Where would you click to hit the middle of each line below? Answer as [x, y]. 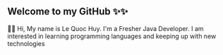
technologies [26, 43]
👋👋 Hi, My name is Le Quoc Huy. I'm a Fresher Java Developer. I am [106, 28]
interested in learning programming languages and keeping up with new [112, 36]
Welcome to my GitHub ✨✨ [68, 12]
